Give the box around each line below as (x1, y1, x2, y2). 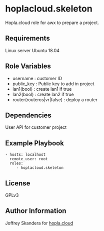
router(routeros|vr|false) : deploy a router (12, 96, 97, 103)
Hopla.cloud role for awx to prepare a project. (5, 20, 99, 26)
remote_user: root (9, 156, 48, 162)
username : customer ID (12, 75, 62, 81)
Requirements (5, 34, 50, 43)
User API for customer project (5, 124, 67, 130)
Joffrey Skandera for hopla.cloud (5, 220, 73, 226)
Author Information (5, 206, 66, 215)
